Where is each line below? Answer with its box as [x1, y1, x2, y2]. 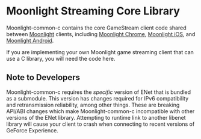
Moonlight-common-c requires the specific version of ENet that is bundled [6, 88, 191, 96]
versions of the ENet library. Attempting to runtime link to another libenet [6, 114, 186, 121]
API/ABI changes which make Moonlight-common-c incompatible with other [6, 107, 195, 115]
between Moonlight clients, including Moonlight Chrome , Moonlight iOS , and [6, 30, 196, 37]
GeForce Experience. [6, 126, 59, 134]
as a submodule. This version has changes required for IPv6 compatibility [6, 94, 189, 102]
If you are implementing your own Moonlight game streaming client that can [6, 48, 194, 55]
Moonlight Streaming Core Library [6, 4, 181, 18]
